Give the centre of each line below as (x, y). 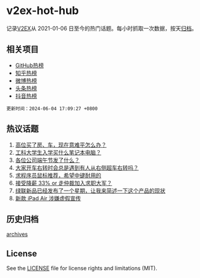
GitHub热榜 (29, 65)
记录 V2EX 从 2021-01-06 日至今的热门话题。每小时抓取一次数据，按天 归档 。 (102, 28)
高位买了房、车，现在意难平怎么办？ (61, 145)
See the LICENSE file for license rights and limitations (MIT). (82, 268)
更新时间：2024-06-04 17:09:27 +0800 (52, 108)
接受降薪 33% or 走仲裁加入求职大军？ (64, 183)
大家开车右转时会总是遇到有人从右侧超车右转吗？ (77, 167)
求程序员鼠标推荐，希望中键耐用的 (58, 175)
